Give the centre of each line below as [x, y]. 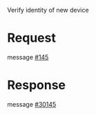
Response [37, 85]
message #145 [28, 57]
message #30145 [32, 104]
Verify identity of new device [48, 10]
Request [32, 38]
